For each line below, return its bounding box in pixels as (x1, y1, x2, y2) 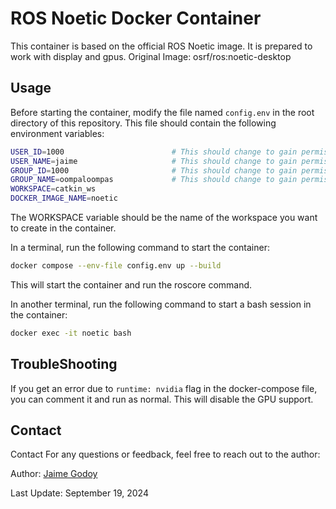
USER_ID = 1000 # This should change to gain (10, 147, 298, 157)
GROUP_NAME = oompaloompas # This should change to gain (10, 175, 298, 185)
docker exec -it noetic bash (10, 328, 132, 338)
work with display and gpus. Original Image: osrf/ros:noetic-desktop (10, 50, 292, 62)
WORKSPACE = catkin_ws (10, 184, 97, 194)
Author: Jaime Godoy (10, 468, 98, 480)
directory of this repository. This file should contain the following (10, 117, 277, 129)
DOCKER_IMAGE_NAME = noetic (10, 193, 118, 204)
